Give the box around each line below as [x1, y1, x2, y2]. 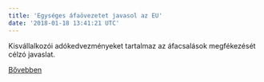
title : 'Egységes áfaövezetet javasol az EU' [8, 11, 162, 20]
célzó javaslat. [8, 49, 56, 59]
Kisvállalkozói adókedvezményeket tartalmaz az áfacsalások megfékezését [8, 41, 256, 50]
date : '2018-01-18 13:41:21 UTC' [8, 19, 120, 27]
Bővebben [8, 64, 42, 74]
